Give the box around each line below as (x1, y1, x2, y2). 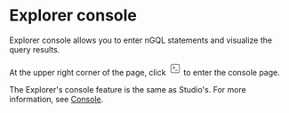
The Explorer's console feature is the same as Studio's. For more (9, 84, 246, 94)
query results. (9, 44, 60, 54)
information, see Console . (9, 93, 104, 104)
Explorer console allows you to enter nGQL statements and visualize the (9, 35, 273, 45)
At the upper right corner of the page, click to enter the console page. (9, 67, 280, 77)
